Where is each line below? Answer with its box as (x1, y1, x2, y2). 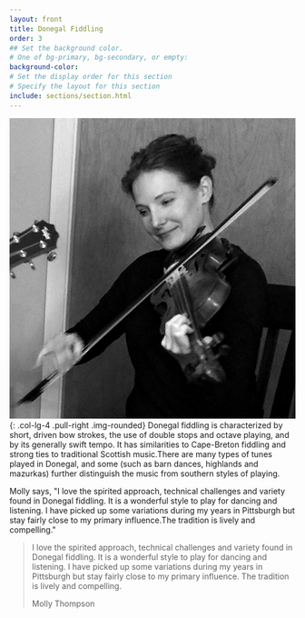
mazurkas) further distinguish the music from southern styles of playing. (9, 468, 280, 479)
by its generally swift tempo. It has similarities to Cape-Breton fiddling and (9, 439, 286, 450)
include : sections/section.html (9, 91, 132, 100)
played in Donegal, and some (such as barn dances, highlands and (9, 458, 259, 469)
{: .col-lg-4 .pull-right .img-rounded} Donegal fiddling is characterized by (9, 419, 283, 431)
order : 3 (9, 34, 43, 43)
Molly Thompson (31, 598, 95, 609)
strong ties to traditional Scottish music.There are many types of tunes (9, 448, 272, 459)
